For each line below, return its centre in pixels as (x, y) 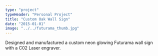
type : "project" (22, 10)
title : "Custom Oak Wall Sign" (38, 19)
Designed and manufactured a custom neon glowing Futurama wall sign (79, 42)
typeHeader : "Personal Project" (39, 14)
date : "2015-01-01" (25, 24)
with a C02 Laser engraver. (33, 48)
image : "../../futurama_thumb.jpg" (42, 28)
